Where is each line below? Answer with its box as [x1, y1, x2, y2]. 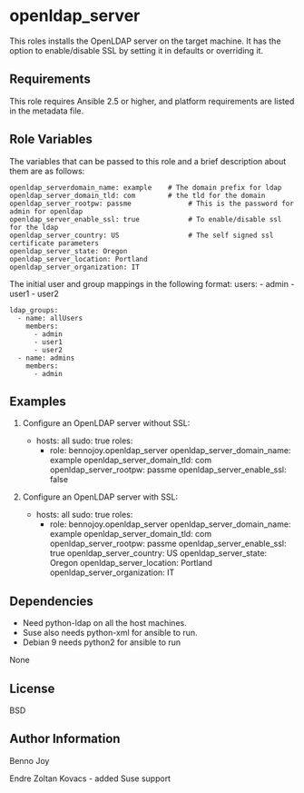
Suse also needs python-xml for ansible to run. [22, 628, 198, 639]
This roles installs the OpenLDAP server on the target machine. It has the [9, 35, 281, 46]
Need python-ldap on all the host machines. [22, 618, 188, 629]
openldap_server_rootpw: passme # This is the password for [9, 199, 295, 208]
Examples [9, 393, 66, 409]
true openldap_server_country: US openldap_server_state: [49, 548, 268, 559]
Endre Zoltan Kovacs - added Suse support [9, 773, 171, 784]
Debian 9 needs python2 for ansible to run [22, 637, 181, 648]
